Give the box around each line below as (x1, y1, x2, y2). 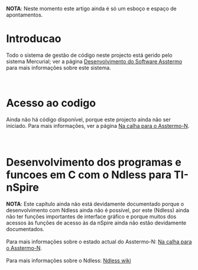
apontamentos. (6, 11, 43, 18)
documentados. (6, 225, 44, 233)
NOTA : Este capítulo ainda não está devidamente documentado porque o (6, 200, 184, 207)
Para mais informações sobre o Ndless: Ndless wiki (6, 257, 131, 264)
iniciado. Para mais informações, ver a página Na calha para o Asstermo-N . (6, 122, 190, 129)
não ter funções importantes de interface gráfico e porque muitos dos (6, 213, 177, 220)
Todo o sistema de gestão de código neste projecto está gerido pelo (6, 52, 173, 59)
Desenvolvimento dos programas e (6, 156, 181, 169)
